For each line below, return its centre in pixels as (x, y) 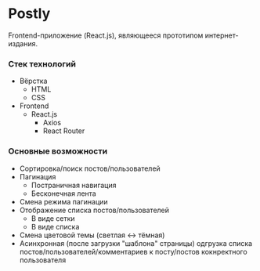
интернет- (222, 35)
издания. (23, 43)
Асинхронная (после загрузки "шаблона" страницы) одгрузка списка (136, 243)
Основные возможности (58, 151)
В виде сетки (53, 218)
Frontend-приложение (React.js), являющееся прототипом (106, 35)
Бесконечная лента (63, 193)
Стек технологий (42, 63)
